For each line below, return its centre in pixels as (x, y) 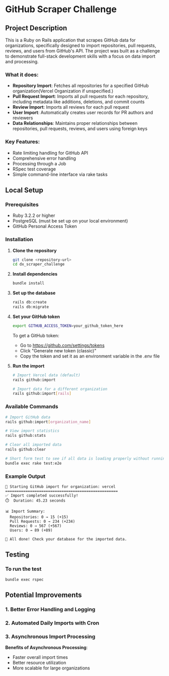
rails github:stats (26, 436)
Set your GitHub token (36, 317)
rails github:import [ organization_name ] (48, 422)
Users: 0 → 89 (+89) (31, 530)
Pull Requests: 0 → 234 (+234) (43, 521)
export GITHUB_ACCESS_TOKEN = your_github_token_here (68, 326)
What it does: (22, 74)
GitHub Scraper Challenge (61, 9)
